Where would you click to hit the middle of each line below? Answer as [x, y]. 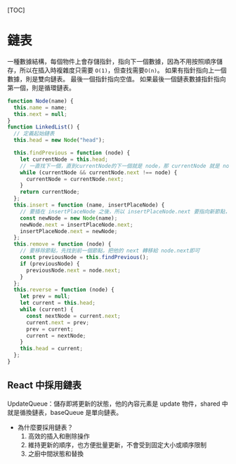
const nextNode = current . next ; [73, 316]
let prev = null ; [45, 297]
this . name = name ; [41, 107]
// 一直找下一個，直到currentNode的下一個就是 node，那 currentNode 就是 [120, 166]
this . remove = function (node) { [63, 244]
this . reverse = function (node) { [64, 290]
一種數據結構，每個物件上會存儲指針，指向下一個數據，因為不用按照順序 [112, 61]
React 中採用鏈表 [45, 385]
